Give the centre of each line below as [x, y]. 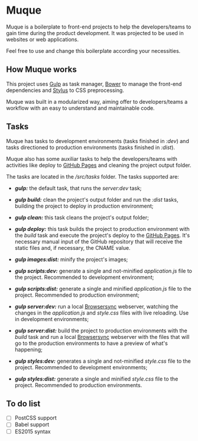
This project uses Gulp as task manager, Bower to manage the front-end [94, 84]
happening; [28, 349]
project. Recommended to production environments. [78, 385]
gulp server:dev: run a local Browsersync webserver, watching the [96, 306]
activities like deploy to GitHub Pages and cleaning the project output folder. [99, 165]
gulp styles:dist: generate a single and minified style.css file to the [96, 379]
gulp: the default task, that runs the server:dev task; [78, 188]
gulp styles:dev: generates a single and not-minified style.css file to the [103, 361]
